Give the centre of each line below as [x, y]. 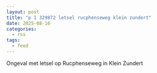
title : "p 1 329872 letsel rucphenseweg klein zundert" [79, 18]
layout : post [23, 12]
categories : [21, 29]
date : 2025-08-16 [28, 23]
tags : [13, 40]
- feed [20, 46]
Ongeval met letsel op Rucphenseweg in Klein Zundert [75, 63]
